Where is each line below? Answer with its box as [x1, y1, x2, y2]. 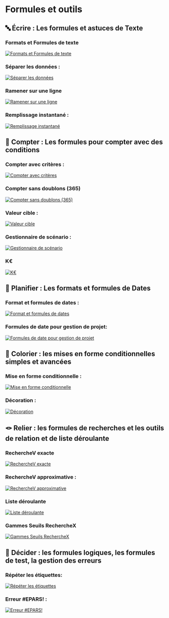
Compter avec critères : [5, 161, 65, 168]
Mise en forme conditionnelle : [5, 372, 82, 380]
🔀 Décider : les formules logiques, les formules [5, 548, 155, 557]
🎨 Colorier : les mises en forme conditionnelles [5, 350, 155, 358]
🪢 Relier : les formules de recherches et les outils [5, 424, 164, 432]
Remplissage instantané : [5, 112, 69, 119]
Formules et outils [5, 4, 82, 15]
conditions [5, 146, 40, 154]
